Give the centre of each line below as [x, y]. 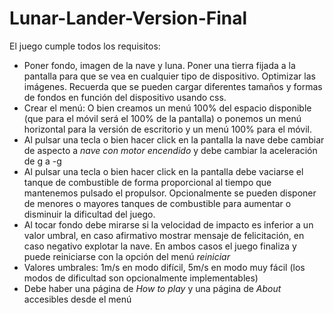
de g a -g [42, 161]
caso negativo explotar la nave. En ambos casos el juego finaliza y [160, 246]
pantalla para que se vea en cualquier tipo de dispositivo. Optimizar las [169, 76]
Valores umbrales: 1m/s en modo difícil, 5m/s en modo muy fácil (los [164, 267]
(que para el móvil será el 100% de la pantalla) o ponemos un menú [162, 118]
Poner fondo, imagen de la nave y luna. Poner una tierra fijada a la [159, 65]
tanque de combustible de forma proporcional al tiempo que [147, 182]
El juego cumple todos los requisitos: [85, 46]
